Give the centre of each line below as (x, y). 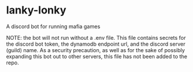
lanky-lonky (36, 10)
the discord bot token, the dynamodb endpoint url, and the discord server (96, 44)
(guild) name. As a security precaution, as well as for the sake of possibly (96, 50)
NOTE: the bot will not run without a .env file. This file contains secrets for (96, 37)
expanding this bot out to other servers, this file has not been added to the (97, 56)
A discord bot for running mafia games (53, 26)
